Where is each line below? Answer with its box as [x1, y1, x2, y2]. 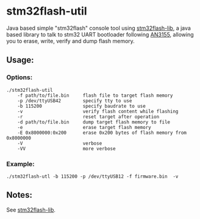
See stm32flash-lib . [6, 206, 56, 214]
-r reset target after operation [17, 114, 160, 120]
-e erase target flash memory [17, 124, 151, 130]
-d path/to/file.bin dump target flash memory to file [17, 119, 171, 125]
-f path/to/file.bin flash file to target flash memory [17, 92, 173, 99]
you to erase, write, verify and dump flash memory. [6, 37, 135, 44]
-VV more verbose [17, 145, 116, 151]
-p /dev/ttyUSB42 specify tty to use [17, 97, 132, 104]
